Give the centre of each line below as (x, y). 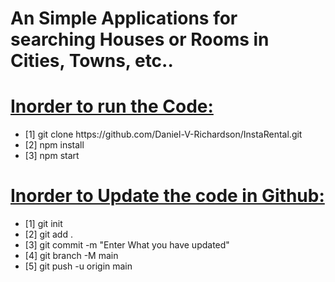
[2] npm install (54, 145)
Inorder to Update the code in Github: (167, 196)
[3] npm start (52, 156)
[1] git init (43, 224)
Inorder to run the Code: (112, 106)
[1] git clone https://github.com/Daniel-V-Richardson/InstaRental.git (163, 134)
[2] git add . (48, 234)
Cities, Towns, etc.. (92, 61)
